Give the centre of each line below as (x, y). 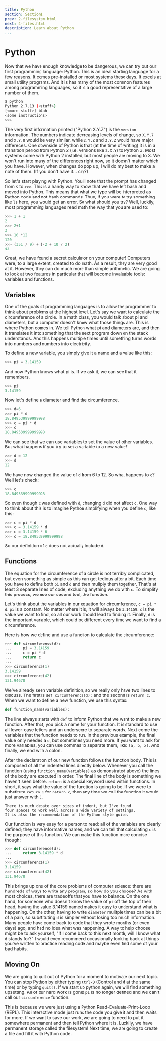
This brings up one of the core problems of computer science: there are (78, 886)
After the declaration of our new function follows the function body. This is (81, 760)
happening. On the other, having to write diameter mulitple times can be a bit (83, 912)
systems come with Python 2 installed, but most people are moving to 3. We (83, 156)
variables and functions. (30, 279)
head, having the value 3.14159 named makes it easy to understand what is (81, 907)
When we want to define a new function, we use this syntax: (66, 700)
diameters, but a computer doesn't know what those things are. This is (77, 323)
